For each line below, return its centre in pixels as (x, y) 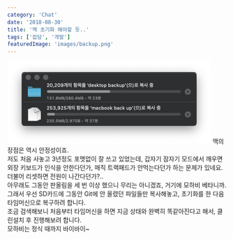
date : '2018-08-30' (36, 22)
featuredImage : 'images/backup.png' (60, 44)
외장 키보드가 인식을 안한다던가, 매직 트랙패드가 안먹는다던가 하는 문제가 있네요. (115, 168)
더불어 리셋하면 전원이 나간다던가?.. (55, 176)
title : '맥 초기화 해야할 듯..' (48, 29)
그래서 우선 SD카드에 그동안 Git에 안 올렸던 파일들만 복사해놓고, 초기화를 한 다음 (116, 194)
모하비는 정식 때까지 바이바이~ (48, 229)
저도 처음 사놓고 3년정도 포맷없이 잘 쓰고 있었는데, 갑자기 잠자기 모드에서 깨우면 (115, 159)
